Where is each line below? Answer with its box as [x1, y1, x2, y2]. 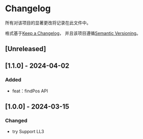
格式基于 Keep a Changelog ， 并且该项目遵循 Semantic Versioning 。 [5, 30, 141, 36]
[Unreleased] [5, 45, 47, 53]
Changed [5, 117, 28, 124]
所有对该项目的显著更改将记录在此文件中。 [5, 20, 91, 26]
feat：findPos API [12, 88, 48, 94]
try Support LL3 [12, 128, 44, 134]
